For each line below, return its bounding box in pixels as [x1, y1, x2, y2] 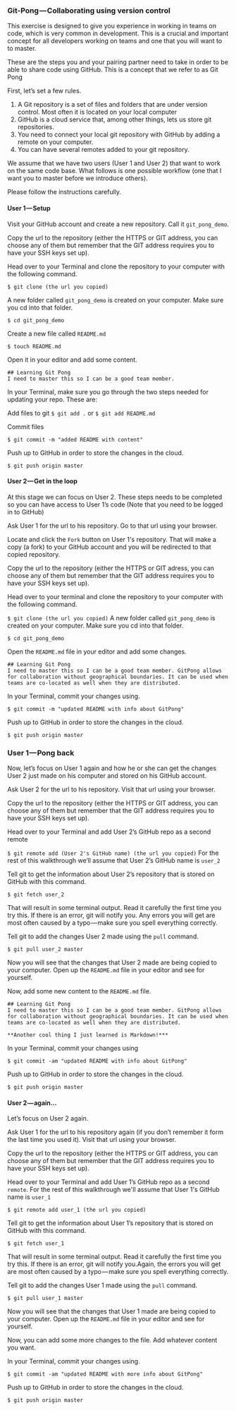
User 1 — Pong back [7, 748, 75, 757]
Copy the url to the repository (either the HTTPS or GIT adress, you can [7, 564, 215, 572]
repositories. [17, 123, 54, 131]
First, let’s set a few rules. [7, 87, 82, 95]
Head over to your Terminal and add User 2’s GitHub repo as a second [7, 827, 211, 836]
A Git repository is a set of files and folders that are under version [17, 100, 208, 109]
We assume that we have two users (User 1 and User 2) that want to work [7, 159, 221, 167]
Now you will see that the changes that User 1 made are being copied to [7, 1307, 216, 1316]
